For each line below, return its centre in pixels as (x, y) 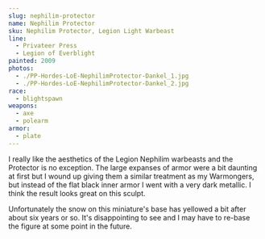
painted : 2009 (32, 61)
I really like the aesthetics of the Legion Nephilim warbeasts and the (121, 159)
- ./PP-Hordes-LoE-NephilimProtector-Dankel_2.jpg (102, 83)
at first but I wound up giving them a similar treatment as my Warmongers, (132, 176)
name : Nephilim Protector (52, 23)
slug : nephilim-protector (52, 16)
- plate (29, 136)
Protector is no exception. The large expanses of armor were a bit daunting (133, 167)
